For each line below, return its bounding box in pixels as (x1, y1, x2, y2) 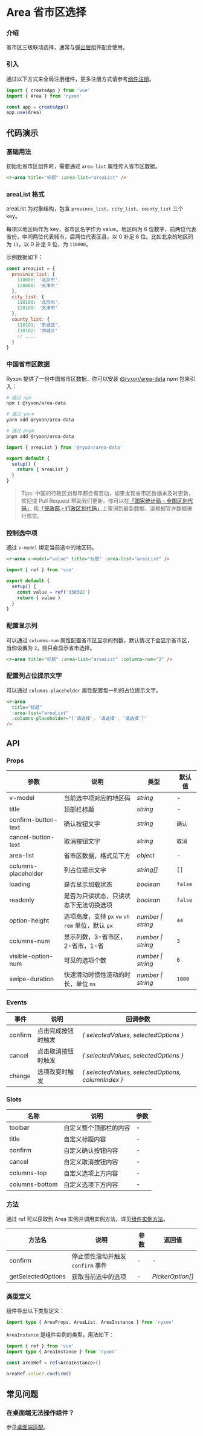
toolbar (9, 1123, 30, 1132)
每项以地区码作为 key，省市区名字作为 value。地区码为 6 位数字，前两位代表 (6, 226, 197, 233)
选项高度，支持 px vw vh (63, 912, 130, 921)
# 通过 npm (6, 395, 32, 401)
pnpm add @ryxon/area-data (6, 433, 74, 440)
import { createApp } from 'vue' (6, 87, 91, 93)
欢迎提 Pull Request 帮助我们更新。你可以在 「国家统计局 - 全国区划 (21, 497, 188, 505)
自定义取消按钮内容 (63, 1158, 118, 1166)
